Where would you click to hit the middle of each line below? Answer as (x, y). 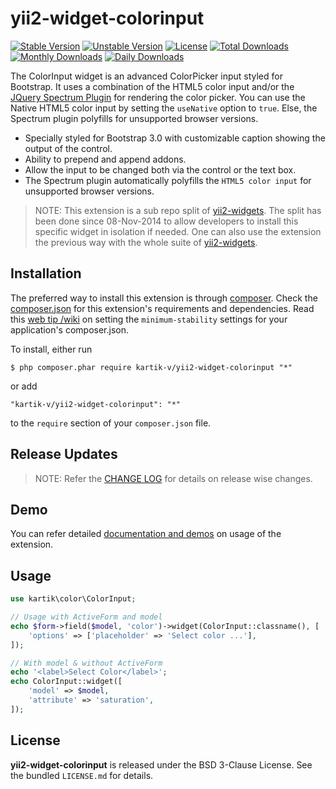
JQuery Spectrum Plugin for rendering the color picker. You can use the (158, 97)
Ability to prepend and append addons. (105, 159)
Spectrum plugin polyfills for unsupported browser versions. (134, 118)
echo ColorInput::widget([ (66, 682)
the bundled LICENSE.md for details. (82, 775)
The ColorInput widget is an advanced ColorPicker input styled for (146, 76)
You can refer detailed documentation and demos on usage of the (146, 534)
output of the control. (68, 148)
